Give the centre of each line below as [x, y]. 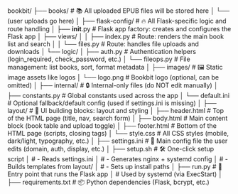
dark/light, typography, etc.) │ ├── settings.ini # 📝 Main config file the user [118, 141]
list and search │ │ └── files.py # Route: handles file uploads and [103, 44]
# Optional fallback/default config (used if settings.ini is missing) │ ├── [112, 103]
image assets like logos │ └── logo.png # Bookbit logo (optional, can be [113, 77]
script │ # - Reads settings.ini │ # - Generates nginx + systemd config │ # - [118, 159]
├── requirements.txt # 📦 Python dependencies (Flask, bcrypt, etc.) [108, 182]
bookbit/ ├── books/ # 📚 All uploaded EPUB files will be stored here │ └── [118, 11]
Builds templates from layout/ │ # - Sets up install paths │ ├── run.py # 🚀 [115, 167]
